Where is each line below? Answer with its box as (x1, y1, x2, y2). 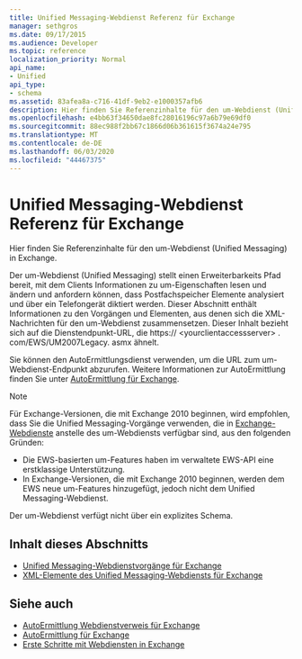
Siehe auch (9, 596, 74, 611)
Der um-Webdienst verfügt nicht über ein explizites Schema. (9, 510, 234, 521)
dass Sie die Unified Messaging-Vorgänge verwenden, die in (9, 418, 234, 429)
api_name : (9, 64, 47, 73)
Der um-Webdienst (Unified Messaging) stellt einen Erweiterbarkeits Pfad (9, 270, 281, 281)
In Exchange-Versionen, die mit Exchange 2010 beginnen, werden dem (22, 474, 285, 484)
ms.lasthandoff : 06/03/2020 (9, 147, 115, 156)
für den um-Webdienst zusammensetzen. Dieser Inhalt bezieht (57, 318, 289, 329)
